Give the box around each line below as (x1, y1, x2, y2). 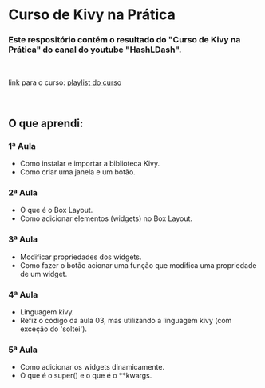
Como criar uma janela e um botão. (19, 167, 136, 177)
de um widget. (19, 269, 68, 278)
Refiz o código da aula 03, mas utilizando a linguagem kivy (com (19, 316, 232, 326)
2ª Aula (8, 187, 38, 198)
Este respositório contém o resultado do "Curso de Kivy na (8, 34, 241, 46)
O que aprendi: (8, 116, 84, 130)
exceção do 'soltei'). (19, 324, 88, 334)
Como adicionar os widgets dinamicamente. (19, 362, 165, 372)
